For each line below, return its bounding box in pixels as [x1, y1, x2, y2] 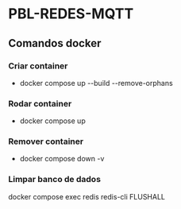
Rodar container [8, 98, 72, 109]
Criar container [8, 60, 68, 72]
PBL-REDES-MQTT [8, 5, 134, 23]
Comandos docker [8, 37, 102, 50]
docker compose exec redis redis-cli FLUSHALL [8, 192, 165, 201]
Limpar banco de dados [8, 174, 102, 185]
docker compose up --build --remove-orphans [19, 78, 173, 87]
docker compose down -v [19, 154, 105, 164]
